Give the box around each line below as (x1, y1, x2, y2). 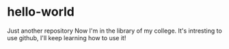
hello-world (7, 4, 75, 20)
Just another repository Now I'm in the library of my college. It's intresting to (7, 27, 222, 35)
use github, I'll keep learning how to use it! (7, 33, 126, 42)
